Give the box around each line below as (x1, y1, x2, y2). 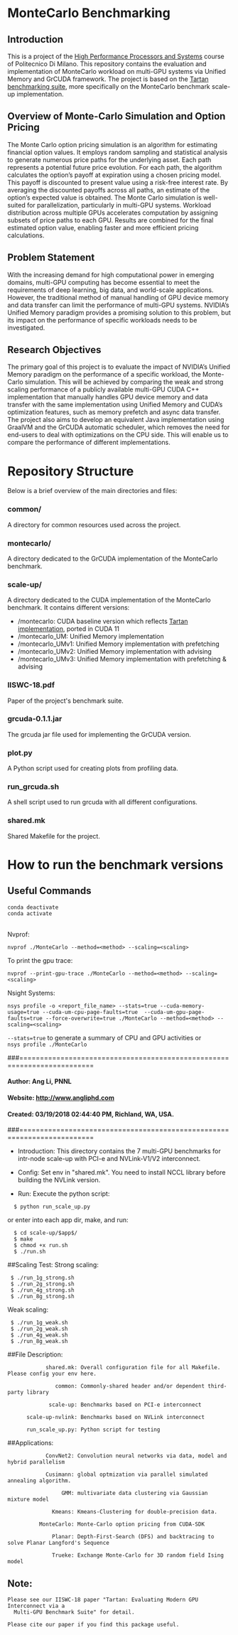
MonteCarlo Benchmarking (7, 5, 171, 21)
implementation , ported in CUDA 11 (17, 625, 119, 633)
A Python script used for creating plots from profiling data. (7, 764, 179, 772)
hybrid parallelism (7, 1459, 65, 1466)
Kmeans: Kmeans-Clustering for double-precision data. (52, 1509, 218, 1516)
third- (207, 1383, 227, 1390)
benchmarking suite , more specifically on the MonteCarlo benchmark (7, 82, 211, 90)
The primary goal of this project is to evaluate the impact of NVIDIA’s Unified (7, 362, 231, 371)
